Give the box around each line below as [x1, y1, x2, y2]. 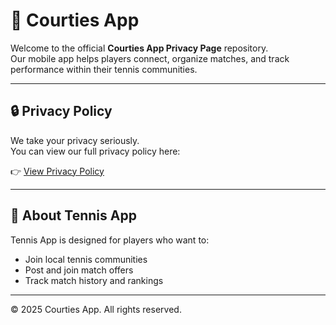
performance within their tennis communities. [10, 63, 198, 75]
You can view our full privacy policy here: [10, 145, 181, 157]
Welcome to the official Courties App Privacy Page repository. [10, 42, 269, 54]
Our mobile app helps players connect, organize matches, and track [10, 52, 290, 64]
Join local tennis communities [24, 253, 148, 265]
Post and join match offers [24, 264, 134, 276]
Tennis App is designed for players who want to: [10, 234, 210, 246]
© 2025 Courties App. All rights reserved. [10, 303, 182, 315]
